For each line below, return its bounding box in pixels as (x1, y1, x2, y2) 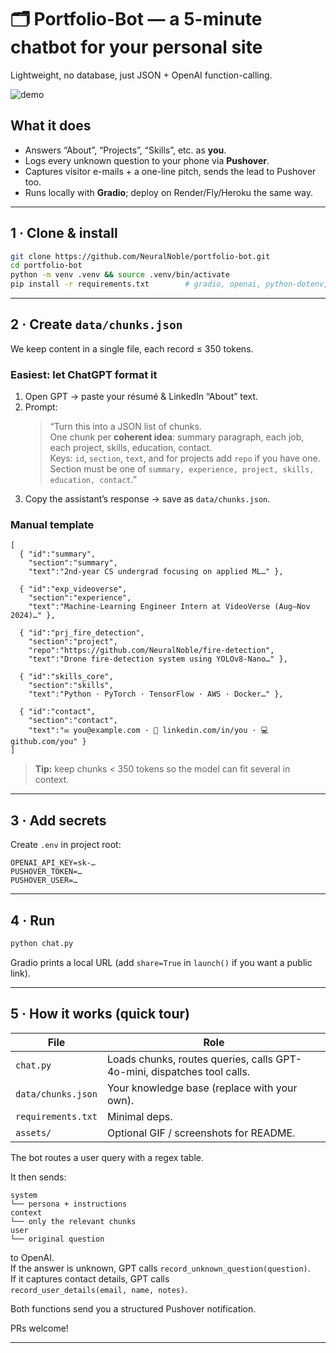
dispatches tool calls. (151, 1064, 251, 1078)
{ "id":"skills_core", (19, 672, 114, 682)
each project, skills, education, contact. (49, 442, 213, 454)
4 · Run (10, 912, 56, 929)
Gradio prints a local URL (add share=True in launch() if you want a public (10, 956, 313, 968)
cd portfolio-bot (10, 261, 83, 271)
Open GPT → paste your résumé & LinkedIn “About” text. (24, 391, 259, 403)
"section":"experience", (28, 593, 132, 603)
